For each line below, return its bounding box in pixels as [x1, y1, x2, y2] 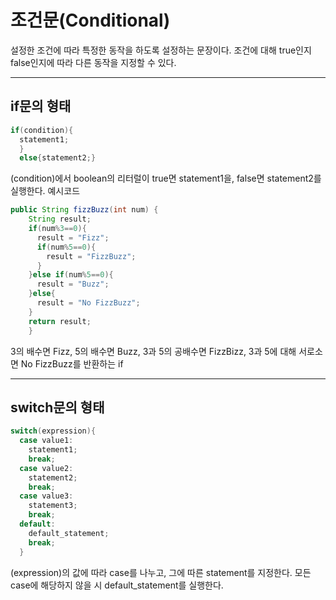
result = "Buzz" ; [36, 279, 110, 290]
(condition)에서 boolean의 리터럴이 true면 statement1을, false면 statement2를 [10, 172, 322, 185]
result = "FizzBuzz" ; [46, 251, 137, 261]
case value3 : [19, 491, 74, 501]
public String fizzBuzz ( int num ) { [10, 205, 159, 215]
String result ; [28, 214, 92, 225]
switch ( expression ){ [10, 426, 97, 436]
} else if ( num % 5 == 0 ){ [28, 270, 114, 280]
